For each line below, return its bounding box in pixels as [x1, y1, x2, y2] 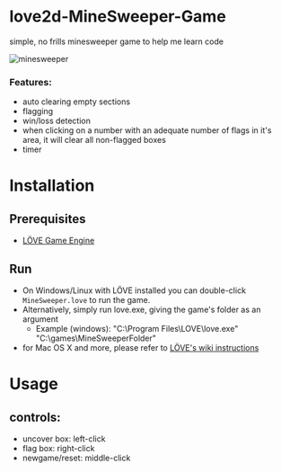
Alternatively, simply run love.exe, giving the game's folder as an [22, 304, 261, 316]
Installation [9, 175, 95, 196]
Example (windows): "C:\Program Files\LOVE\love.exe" [35, 324, 239, 334]
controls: [9, 409, 61, 424]
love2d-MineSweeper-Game [9, 6, 226, 27]
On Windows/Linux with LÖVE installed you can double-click [22, 285, 247, 296]
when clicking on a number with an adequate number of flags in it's [22, 125, 272, 136]
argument [22, 314, 58, 325]
